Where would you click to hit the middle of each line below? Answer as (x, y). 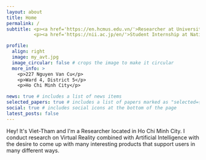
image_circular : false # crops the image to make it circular (93, 63)
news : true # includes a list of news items (64, 96)
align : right (29, 52)
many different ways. (33, 150)
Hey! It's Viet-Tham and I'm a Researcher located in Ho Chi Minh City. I (96, 131)
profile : (17, 46)
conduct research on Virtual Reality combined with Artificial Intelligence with (103, 137)
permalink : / (23, 23)
